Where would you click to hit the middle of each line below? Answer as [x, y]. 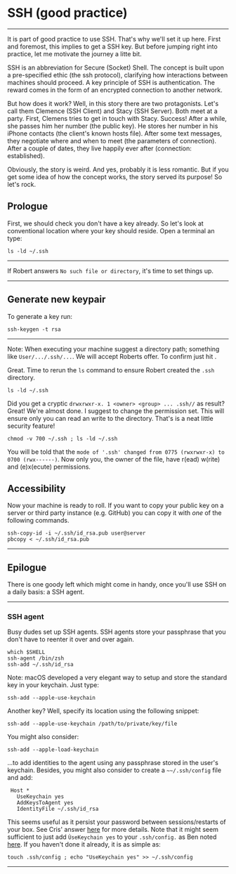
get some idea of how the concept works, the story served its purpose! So [115, 176]
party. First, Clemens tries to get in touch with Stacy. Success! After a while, [117, 118]
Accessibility [37, 489]
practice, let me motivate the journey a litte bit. [74, 53]
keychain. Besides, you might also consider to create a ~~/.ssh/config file [114, 770]
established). [26, 155]
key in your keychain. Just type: [53, 685]
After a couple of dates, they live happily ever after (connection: [99, 148]
